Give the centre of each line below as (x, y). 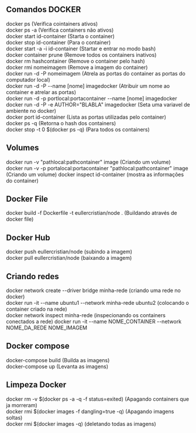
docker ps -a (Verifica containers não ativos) (60, 30)
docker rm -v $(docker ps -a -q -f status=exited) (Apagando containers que (98, 399)
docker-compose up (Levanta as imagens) (57, 366)
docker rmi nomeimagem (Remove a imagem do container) (77, 67)
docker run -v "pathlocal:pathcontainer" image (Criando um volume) (88, 162)
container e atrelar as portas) (41, 92)
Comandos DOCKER (44, 10)
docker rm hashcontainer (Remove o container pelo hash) (75, 61)
